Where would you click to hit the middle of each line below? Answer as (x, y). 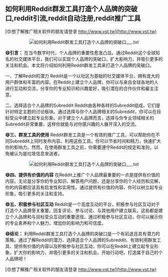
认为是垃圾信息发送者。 (38, 153)
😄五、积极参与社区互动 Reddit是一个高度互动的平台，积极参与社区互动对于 (82, 204)
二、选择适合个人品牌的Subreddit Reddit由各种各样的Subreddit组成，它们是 (83, 105)
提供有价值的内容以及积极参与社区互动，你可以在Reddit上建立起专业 (84, 246)
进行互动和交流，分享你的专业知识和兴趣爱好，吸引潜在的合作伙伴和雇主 (79, 88)
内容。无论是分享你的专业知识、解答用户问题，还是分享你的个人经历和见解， (84, 181)
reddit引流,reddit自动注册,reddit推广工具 (77, 18)
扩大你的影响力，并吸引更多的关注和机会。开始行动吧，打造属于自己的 (86, 252)
